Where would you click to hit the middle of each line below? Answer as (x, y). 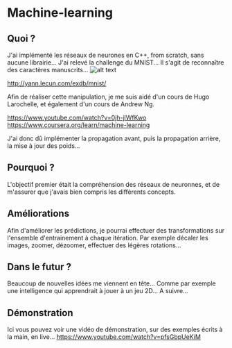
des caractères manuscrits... (48, 70)
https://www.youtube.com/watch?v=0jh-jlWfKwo (77, 117)
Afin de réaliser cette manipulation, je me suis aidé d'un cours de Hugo (108, 97)
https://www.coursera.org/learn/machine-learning (79, 125)
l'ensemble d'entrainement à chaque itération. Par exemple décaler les (108, 238)
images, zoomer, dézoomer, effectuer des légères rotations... (94, 245)
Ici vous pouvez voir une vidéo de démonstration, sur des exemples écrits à (115, 330)
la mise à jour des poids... (44, 146)
